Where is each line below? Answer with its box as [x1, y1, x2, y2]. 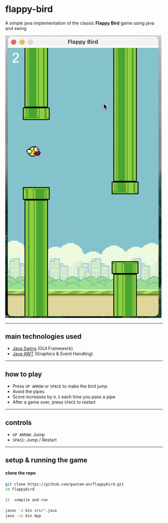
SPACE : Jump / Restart [12, 437, 57, 443]
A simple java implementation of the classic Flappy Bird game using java [5, 20, 154, 26]
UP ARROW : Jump [12, 431, 45, 438]
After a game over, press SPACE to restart [12, 399, 96, 405]
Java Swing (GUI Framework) [12, 346, 73, 352]
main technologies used [5, 332, 81, 341]
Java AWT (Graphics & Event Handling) [12, 351, 93, 357]
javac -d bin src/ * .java [5, 508, 57, 513]
